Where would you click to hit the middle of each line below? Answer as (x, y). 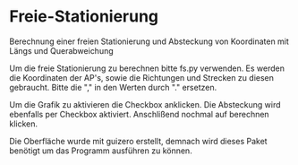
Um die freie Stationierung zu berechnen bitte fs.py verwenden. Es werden (147, 68)
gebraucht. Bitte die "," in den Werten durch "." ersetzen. (113, 87)
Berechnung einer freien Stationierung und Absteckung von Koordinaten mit (149, 41)
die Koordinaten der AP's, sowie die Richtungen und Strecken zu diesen (142, 77)
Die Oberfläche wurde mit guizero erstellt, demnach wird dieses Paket (138, 141)
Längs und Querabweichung (61, 50)
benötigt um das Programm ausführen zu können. (101, 151)
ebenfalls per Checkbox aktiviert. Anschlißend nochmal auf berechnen (140, 114)
